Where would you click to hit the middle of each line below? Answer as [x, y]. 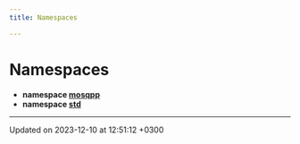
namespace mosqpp [61, 94]
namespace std [52, 104]
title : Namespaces [43, 17]
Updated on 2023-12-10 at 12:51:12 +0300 [87, 130]
